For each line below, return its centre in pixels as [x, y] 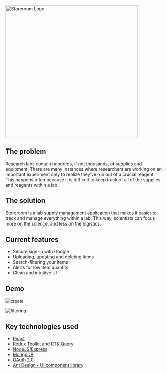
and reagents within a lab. [32, 185]
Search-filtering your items [40, 262]
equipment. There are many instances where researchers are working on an [83, 169]
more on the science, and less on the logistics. [53, 223]
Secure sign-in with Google [41, 252]
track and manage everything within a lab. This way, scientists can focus [80, 218]
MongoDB [23, 355]
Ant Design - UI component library [48, 365]
